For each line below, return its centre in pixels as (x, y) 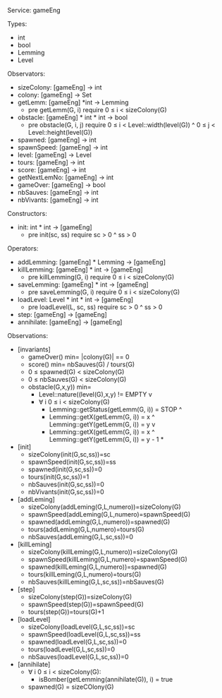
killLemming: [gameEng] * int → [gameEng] (80, 270)
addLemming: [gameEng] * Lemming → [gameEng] (92, 262)
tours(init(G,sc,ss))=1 (58, 477)
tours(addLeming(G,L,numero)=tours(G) (86, 529)
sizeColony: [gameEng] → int (60, 87)
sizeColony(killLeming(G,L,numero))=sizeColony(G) (103, 552)
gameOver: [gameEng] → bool (61, 185)
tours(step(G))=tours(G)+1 (66, 612)
